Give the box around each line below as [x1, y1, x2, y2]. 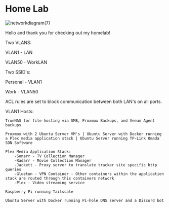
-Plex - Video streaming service [14, 180, 85, 185]
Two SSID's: [5, 69, 31, 75]
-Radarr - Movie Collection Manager [14, 158, 92, 163]
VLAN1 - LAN [5, 49, 33, 55]
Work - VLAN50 [5, 88, 38, 94]
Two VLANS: [5, 39, 32, 46]
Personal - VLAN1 [5, 79, 42, 85]
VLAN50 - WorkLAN [5, 59, 48, 65]
